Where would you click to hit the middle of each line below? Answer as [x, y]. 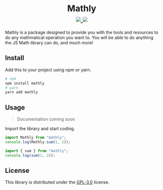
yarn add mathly [21, 92]
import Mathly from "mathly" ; [36, 138]
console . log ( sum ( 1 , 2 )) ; [30, 155]
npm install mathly [25, 83]
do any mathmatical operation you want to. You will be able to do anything [79, 38]
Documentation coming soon [46, 119]
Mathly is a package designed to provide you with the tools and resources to [82, 32]
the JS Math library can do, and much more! [49, 42]
